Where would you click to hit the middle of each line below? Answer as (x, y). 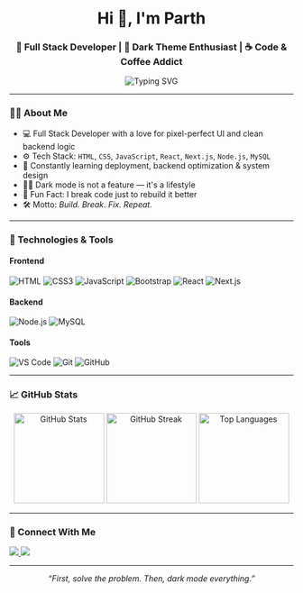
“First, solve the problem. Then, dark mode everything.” (151, 578)
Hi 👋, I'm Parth (151, 18)
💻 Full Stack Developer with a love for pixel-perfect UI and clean (143, 133)
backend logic (49, 146)
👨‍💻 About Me (38, 114)
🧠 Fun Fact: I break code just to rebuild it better (110, 194)
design (35, 175)
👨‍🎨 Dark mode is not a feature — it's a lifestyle (109, 185)
